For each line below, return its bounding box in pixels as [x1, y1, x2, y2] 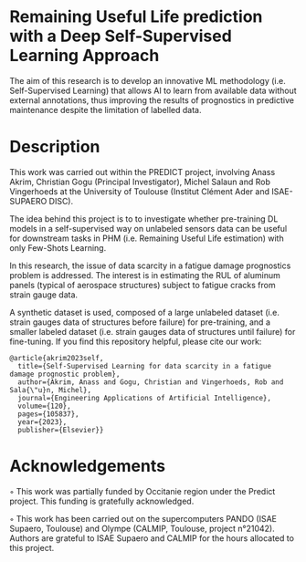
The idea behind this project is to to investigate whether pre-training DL [9, 213, 279, 224]
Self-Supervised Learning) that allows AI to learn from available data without [9, 85, 297, 96]
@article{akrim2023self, [9, 353, 104, 362]
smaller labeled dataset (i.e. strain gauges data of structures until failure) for [9, 326, 296, 337]
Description [9, 137, 100, 157]
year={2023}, [17, 417, 68, 426]
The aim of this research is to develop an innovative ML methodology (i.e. [9, 75, 286, 86]
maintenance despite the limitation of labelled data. [9, 104, 202, 115]
